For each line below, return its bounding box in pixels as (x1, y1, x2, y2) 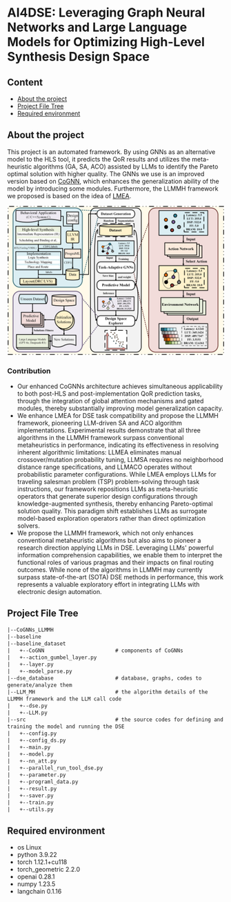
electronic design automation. (17, 587, 102, 595)
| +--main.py (7, 744, 51, 751)
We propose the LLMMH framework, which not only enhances (17, 528, 194, 537)
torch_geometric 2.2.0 (17, 865, 81, 874)
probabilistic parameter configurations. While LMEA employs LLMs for (17, 470, 217, 478)
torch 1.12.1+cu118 (17, 858, 68, 866)
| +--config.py (7, 730, 57, 737)
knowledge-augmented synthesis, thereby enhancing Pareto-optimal (17, 499, 213, 508)
